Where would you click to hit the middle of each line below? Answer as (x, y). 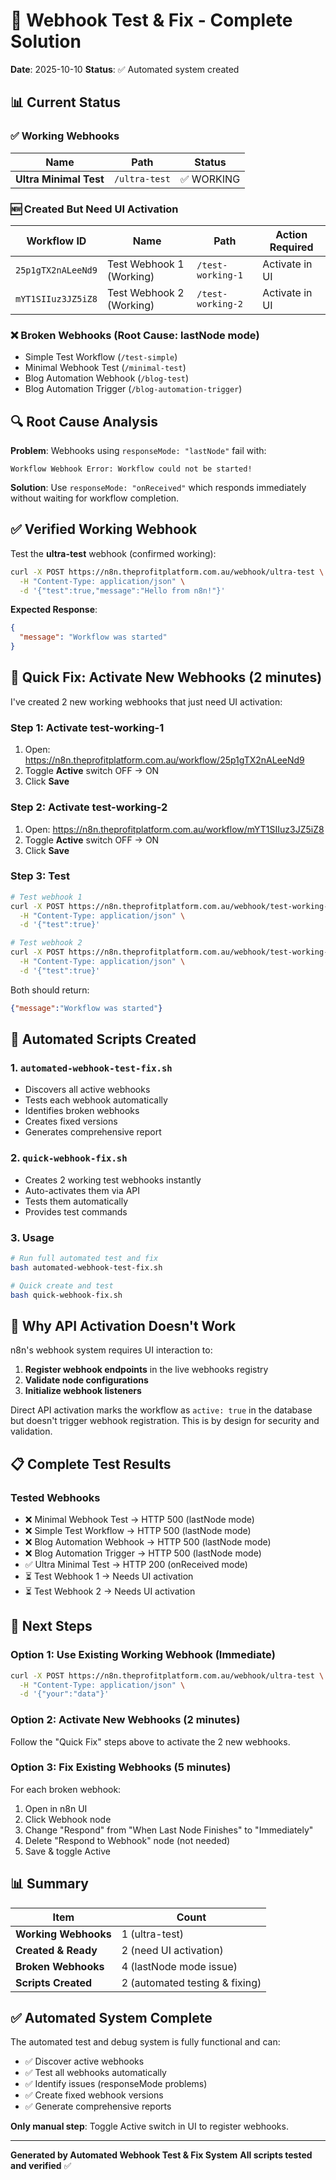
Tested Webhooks (55, 1497)
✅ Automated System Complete (111, 2018)
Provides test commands (76, 1211)
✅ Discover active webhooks (84, 2061)
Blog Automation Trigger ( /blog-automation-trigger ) (133, 389)
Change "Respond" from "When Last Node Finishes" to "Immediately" (169, 1830)
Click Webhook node (68, 1819)
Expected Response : (54, 610)
